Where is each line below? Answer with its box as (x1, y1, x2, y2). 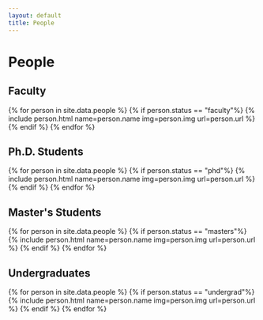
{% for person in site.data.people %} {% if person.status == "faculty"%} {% (8, 105, 255, 115)
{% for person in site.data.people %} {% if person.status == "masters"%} (8, 227, 247, 236)
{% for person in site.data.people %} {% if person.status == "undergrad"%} (8, 287, 255, 296)
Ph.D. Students (8, 145, 84, 158)
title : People (8, 19, 55, 27)
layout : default (8, 11, 62, 20)
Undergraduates (8, 266, 91, 280)
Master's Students (8, 205, 102, 219)
